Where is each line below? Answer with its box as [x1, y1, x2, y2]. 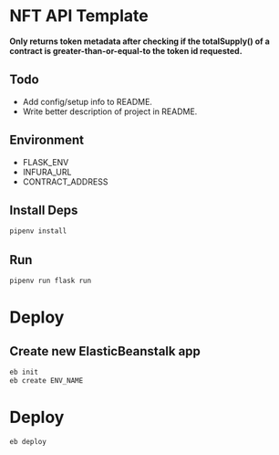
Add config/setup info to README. [22, 96, 153, 107]
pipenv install [9, 227, 67, 236]
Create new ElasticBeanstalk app [9, 344, 201, 359]
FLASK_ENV [22, 156, 69, 167]
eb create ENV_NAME [9, 376, 84, 385]
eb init [9, 367, 39, 376]
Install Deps [9, 202, 78, 217]
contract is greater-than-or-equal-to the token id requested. [9, 45, 243, 56]
